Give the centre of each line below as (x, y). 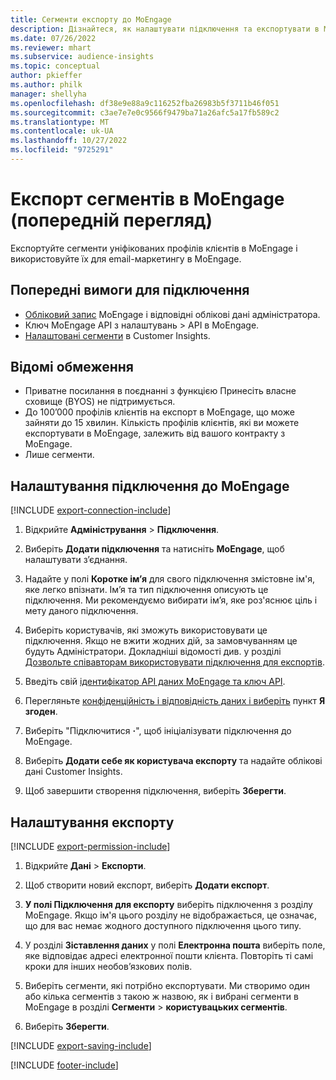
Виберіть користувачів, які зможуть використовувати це (146, 630)
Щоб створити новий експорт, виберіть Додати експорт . (147, 885)
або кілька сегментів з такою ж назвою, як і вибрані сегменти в (161, 997)
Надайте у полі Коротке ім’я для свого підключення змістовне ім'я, (169, 579)
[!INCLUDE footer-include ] (64, 1065)
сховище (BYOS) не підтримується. (100, 402)
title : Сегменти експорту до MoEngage (91, 19)
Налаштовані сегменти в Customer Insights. (117, 335)
